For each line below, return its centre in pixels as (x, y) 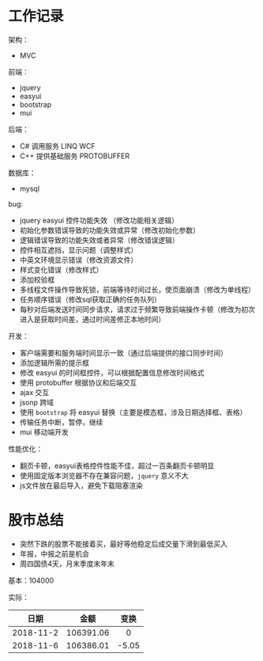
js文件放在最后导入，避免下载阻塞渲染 (81, 485)
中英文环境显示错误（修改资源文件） (79, 260)
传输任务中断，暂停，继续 (61, 422)
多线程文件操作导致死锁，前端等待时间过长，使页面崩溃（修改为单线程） (137, 289)
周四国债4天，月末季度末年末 (67, 564)
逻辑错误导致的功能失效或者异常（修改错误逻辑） (99, 240)
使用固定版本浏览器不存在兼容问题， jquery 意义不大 (104, 475)
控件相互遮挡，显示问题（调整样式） (79, 249)
